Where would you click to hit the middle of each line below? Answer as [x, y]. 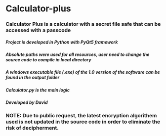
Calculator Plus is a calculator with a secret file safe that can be [83, 24]
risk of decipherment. [32, 128]
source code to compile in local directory [48, 60]
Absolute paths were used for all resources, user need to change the [78, 54]
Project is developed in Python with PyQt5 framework [62, 42]
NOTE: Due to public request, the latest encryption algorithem [81, 115]
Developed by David [27, 102]
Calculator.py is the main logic [38, 90]
